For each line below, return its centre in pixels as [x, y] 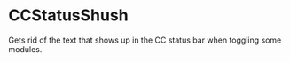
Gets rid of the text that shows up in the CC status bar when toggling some [145, 40]
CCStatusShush [69, 15]
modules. [25, 49]
